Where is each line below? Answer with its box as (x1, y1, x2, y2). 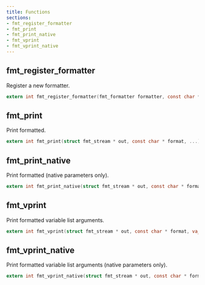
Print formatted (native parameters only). (6, 171, 109, 179)
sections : (6, 15, 32, 21)
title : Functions (6, 9, 51, 15)
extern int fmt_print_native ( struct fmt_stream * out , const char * (6, 184, 184, 190)
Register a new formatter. (6, 82, 70, 89)
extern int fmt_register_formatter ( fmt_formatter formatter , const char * (6, 93, 201, 99)
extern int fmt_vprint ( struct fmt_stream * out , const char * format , (6, 228, 190, 234)
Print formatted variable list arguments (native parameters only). (6, 261, 168, 269)
